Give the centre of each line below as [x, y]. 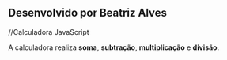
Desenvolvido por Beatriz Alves [88, 13]
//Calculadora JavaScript [49, 32]
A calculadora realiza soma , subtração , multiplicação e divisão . [114, 47]
